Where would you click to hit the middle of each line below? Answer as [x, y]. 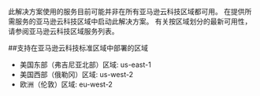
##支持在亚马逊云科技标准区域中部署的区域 [78, 48]
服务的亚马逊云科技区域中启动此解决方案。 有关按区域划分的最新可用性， [133, 21]
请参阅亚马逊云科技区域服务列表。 [63, 31]
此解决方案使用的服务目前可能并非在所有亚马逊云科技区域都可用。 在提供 [126, 11]
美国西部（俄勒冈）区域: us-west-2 [76, 74]
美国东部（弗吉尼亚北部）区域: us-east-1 [85, 65]
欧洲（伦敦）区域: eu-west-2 [66, 84]
